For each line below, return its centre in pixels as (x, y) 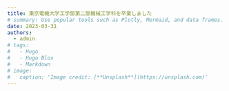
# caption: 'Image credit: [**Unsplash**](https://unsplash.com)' (108, 77)
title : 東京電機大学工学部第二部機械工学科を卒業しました (80, 13)
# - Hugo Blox (30, 58)
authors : (20, 32)
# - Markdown (29, 64)
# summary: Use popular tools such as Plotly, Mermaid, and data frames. (116, 20)
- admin (24, 39)
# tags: (18, 45)
